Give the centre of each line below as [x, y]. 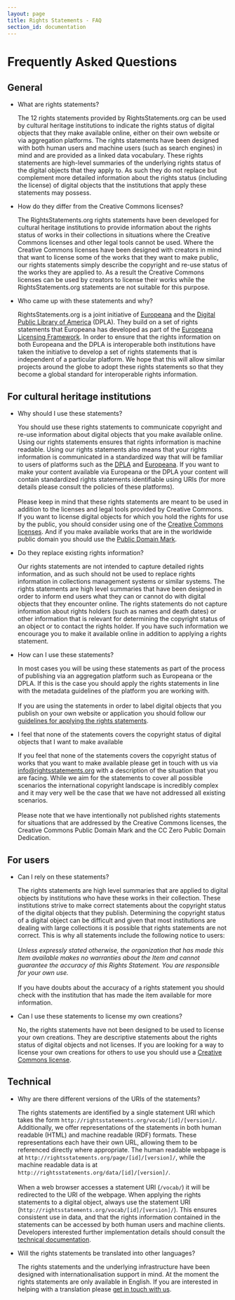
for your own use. [43, 973]
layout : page [26, 14]
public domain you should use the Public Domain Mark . [97, 540]
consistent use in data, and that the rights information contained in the [119, 1217]
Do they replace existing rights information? [80, 553]
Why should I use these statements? [70, 414]
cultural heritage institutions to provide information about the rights [114, 228]
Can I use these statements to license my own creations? [100, 1016]
